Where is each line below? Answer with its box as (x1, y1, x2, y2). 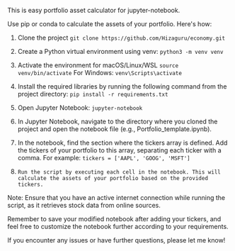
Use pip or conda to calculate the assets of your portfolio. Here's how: (7, 20, 212, 28)
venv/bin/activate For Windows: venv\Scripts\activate (17, 69, 183, 77)
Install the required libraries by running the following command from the (17, 82, 227, 91)
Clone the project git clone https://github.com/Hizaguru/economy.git (17, 33, 225, 42)
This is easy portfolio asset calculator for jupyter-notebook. (7, 6, 180, 14)
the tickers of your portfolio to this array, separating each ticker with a (17, 146, 222, 155)
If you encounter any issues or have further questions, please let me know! (7, 236, 226, 244)
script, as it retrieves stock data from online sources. (7, 201, 161, 209)
